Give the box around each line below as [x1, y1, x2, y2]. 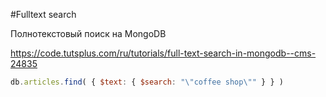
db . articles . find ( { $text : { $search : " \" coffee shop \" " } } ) [10, 77, 284, 87]
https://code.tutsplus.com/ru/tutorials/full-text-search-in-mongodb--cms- [10, 47, 317, 59]
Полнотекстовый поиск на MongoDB [10, 28, 167, 39]
